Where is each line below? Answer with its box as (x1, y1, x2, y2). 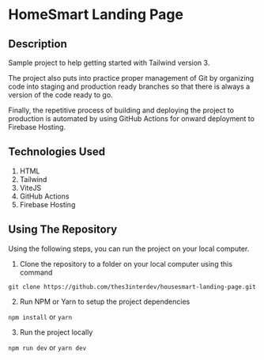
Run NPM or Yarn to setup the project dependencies (19, 297, 190, 306)
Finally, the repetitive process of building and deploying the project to (8, 105, 235, 115)
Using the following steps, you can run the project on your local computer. (8, 244, 250, 253)
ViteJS (19, 183, 42, 192)
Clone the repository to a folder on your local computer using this (19, 259, 233, 268)
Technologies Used (8, 145, 105, 159)
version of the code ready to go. (8, 90, 113, 100)
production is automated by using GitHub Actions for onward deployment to (8, 114, 255, 123)
